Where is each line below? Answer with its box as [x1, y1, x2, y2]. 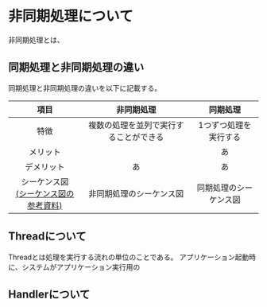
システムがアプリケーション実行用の [21, 262, 141, 271]
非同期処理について [8, 7, 133, 25]
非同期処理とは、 [8, 35, 64, 45]
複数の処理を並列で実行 [88, 119, 176, 130]
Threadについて [8, 230, 87, 243]
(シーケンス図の [15, 188, 75, 199]
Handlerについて [8, 287, 91, 301]
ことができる [116, 131, 164, 142]
